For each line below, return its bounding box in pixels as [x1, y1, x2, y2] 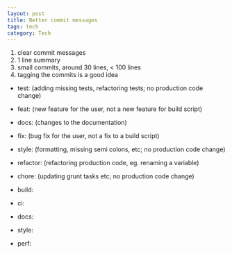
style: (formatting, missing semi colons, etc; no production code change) [17, 145, 226, 153]
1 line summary [17, 56, 60, 65]
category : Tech [7, 29, 51, 37]
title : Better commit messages [7, 17, 98, 24]
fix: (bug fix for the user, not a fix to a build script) [17, 132, 160, 140]
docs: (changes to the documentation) [17, 119, 127, 127]
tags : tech [7, 23, 39, 30]
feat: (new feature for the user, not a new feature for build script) [17, 105, 203, 113]
